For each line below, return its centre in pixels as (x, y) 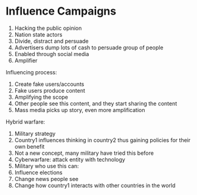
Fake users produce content (50, 90)
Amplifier (26, 60)
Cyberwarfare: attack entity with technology (70, 159)
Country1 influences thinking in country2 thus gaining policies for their (102, 140)
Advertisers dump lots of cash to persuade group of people (89, 48)
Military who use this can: (47, 166)
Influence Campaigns (61, 11)
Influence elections (38, 172)
